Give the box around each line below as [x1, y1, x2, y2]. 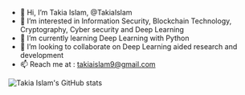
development [19, 51, 64, 60]
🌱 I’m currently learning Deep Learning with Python [19, 33, 190, 43]
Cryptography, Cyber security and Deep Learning [19, 25, 185, 34]
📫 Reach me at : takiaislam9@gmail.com [19, 60, 156, 68]
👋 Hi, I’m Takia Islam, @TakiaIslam [19, 8, 133, 17]
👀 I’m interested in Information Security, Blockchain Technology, [19, 16, 232, 26]
